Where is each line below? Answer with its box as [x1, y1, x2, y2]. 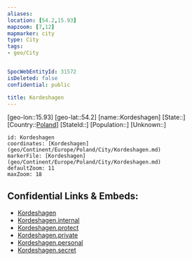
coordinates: [7, 140, 46, 147]
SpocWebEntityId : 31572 [7, 68, 77, 75]
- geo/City [7, 50, 39, 57]
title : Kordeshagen [7, 94, 64, 101]
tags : [7, 43, 23, 50]
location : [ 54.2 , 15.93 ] [7, 17, 77, 24]
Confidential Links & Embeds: [7, 190, 139, 202]
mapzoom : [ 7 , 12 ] [7, 23, 55, 30]
